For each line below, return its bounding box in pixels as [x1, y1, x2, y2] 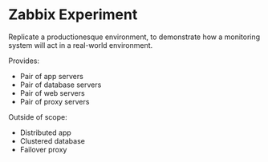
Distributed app [19, 128, 72, 137]
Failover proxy [19, 144, 67, 154]
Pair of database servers [19, 80, 102, 89]
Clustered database [19, 136, 86, 145]
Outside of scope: [8, 112, 67, 121]
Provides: [8, 56, 40, 65]
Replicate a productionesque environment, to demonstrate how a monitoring [8, 32, 261, 41]
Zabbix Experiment [8, 6, 138, 24]
